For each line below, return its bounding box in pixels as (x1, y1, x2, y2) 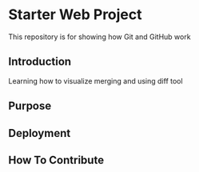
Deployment (8, 126, 71, 140)
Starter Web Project (8, 6, 142, 24)
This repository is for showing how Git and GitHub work (8, 32, 191, 41)
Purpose (8, 100, 52, 113)
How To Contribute (8, 153, 105, 166)
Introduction (8, 55, 72, 68)
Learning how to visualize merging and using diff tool (8, 76, 183, 85)
